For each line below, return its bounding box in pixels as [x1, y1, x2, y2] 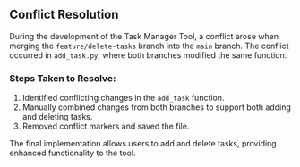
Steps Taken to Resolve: [9, 71, 116, 84]
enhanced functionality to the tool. [9, 147, 136, 159]
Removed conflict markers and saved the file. [21, 121, 190, 132]
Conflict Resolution [9, 7, 119, 22]
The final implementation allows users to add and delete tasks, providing [9, 138, 277, 149]
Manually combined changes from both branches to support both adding [21, 102, 291, 113]
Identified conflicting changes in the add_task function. [21, 93, 225, 104]
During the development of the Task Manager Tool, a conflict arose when [9, 30, 279, 41]
